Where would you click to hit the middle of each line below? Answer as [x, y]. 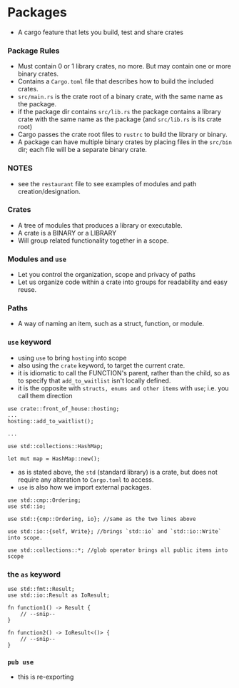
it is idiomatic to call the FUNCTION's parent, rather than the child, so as [124, 373]
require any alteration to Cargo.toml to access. [86, 480]
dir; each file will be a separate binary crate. [82, 150]
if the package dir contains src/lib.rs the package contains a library [119, 112]
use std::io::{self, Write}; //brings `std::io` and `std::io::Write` [115, 531]
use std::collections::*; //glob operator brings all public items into [118, 550]
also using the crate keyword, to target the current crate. [101, 365]
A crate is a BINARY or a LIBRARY [67, 233]
